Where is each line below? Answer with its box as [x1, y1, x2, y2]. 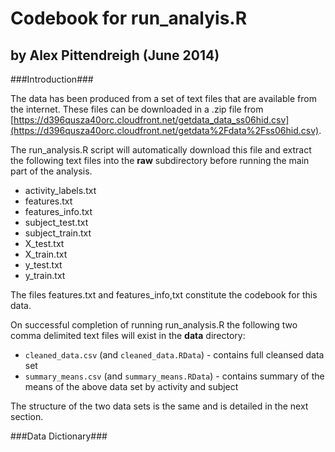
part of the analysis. [10, 165, 93, 177]
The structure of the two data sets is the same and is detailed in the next [10, 400, 309, 412]
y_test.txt [24, 259, 63, 271]
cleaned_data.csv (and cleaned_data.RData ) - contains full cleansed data [24, 349, 325, 361]
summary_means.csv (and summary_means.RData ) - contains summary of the [24, 370, 325, 382]
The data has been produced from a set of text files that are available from [10, 93, 317, 104]
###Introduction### [10, 73, 94, 85]
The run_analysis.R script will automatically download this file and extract [10, 144, 312, 156]
